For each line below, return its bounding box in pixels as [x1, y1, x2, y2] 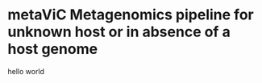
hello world [7, 66, 45, 76]
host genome [7, 40, 98, 58]
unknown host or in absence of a [7, 23, 231, 41]
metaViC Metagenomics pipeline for [7, 6, 255, 24]
